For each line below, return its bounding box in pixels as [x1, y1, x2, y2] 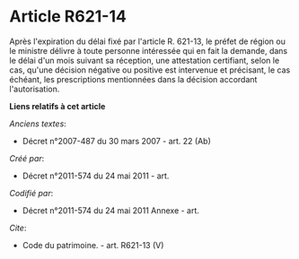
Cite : [9, 222, 27, 233]
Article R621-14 [9, 6, 128, 27]
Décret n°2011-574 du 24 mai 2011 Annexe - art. [22, 204, 200, 216]
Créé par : [9, 152, 45, 163]
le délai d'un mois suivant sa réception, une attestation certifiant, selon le [9, 55, 280, 65]
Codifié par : [9, 187, 54, 198]
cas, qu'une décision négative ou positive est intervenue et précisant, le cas [9, 65, 291, 75]
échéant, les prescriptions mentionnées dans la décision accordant [9, 73, 258, 84]
